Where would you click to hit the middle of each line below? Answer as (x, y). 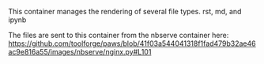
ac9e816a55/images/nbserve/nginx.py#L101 (80, 52)
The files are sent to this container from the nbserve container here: (119, 35)
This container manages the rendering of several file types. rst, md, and (125, 11)
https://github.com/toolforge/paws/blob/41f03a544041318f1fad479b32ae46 (132, 43)
